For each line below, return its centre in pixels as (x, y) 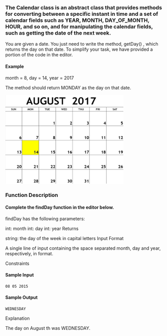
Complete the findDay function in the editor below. (60, 208)
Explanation (18, 318)
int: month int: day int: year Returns (42, 228)
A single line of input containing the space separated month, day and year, (83, 248)
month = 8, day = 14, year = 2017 (40, 78)
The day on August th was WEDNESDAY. (48, 328)
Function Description (32, 195)
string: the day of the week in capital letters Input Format (64, 238)
